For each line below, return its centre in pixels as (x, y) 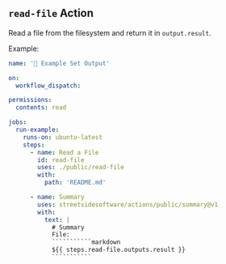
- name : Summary (57, 198)
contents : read (41, 108)
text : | (57, 219)
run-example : (38, 130)
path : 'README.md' (75, 183)
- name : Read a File (64, 152)
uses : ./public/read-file (81, 168)
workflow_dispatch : (48, 85)
